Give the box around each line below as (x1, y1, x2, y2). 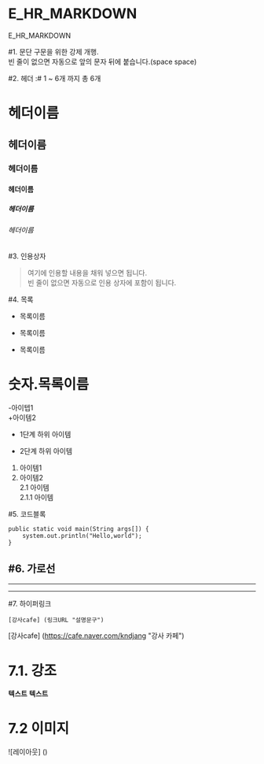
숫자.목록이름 (8, 375, 89, 393)
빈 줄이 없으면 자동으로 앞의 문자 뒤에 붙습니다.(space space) (8, 57, 197, 66)
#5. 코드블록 (8, 509, 46, 518)
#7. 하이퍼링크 (8, 599, 52, 609)
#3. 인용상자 (8, 251, 46, 261)
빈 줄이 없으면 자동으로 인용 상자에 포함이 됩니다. (27, 277, 177, 287)
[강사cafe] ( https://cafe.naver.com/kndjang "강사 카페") (8, 631, 185, 640)
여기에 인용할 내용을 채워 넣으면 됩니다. (27, 268, 148, 277)
